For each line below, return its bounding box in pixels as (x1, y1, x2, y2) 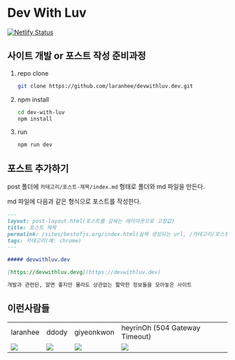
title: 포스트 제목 (7, 224, 57, 231)
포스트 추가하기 (7, 162, 69, 174)
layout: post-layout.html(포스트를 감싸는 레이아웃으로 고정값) (7, 217, 175, 224)
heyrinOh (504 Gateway (121, 323, 201, 333)
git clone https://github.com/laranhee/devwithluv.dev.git (17, 82, 194, 89)
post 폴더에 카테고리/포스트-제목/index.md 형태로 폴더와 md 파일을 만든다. (7, 182, 205, 191)
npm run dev (17, 141, 52, 148)
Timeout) (121, 331, 152, 341)
